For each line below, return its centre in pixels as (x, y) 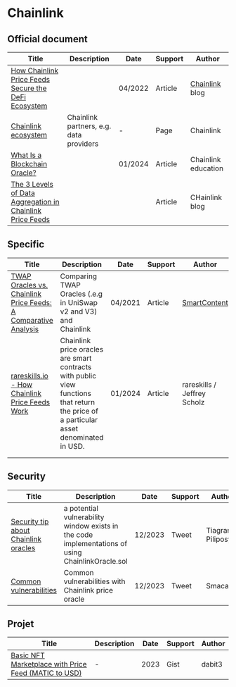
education (206, 168)
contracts (76, 366)
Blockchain (29, 164)
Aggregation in (35, 202)
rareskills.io (30, 376)
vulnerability (84, 517)
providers (83, 144)
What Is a (26, 155)
